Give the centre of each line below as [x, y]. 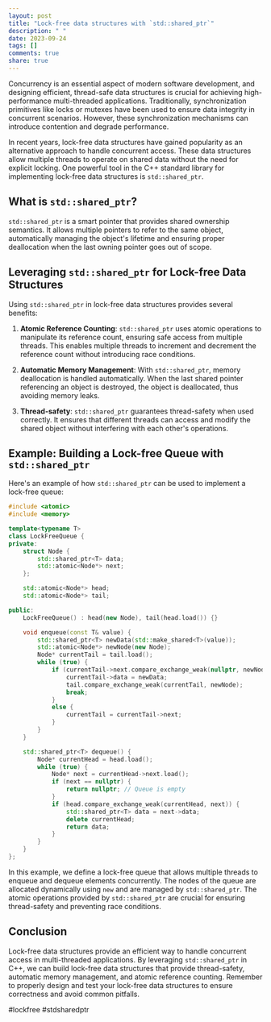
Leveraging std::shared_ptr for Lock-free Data [127, 272]
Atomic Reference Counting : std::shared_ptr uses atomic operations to [141, 328]
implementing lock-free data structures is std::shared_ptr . [106, 176]
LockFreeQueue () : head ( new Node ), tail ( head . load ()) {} [121, 617]
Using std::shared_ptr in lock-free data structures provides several [121, 304]
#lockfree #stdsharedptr [49, 1009]
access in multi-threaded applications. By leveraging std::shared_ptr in [128, 959]
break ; [77, 692]
